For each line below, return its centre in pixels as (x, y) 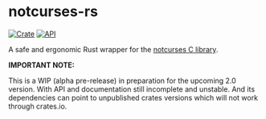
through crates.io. (38, 106)
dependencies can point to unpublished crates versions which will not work (133, 97)
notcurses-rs (53, 12)
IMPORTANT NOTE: (41, 65)
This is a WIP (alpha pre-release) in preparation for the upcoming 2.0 (123, 80)
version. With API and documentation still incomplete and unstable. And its (132, 89)
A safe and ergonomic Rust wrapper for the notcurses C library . (113, 49)
